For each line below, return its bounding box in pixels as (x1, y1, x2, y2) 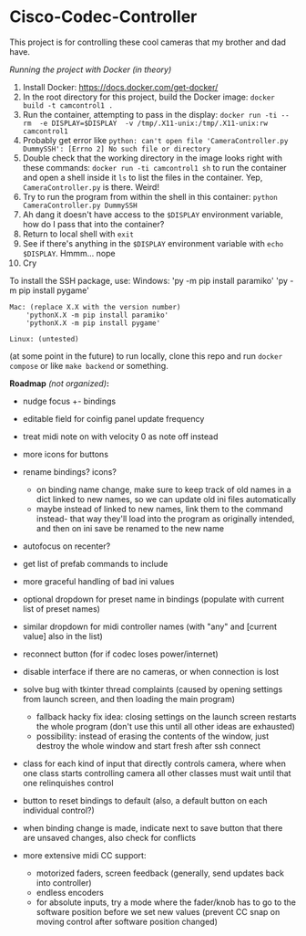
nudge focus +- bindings (22, 395, 117, 406)
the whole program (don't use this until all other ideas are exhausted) (36, 720, 296, 731)
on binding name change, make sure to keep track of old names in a (36, 484, 291, 495)
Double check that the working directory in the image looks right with (22, 152, 282, 163)
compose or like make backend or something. (9, 360, 168, 371)
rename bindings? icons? (22, 466, 117, 477)
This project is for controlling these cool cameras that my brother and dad (9, 37, 287, 47)
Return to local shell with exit (22, 228, 135, 239)
